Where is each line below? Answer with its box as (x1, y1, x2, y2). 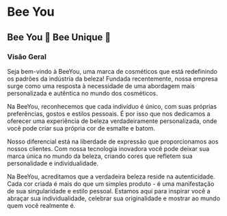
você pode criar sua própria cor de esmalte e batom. (7, 124, 156, 132)
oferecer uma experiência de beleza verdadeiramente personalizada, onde (7, 117, 217, 125)
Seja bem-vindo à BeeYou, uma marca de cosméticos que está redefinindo (7, 67, 217, 75)
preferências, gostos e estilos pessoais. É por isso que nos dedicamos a (7, 109, 211, 118)
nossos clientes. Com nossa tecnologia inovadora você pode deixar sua (7, 144, 210, 152)
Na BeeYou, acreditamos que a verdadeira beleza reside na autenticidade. (7, 172, 215, 180)
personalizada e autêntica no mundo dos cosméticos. (7, 89, 159, 97)
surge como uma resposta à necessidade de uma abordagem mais (7, 81, 195, 90)
